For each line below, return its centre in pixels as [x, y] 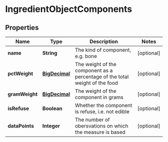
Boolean [52, 108]
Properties [22, 28]
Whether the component [103, 105]
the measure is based [100, 132]
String [50, 53]
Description [104, 42]
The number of [92, 120]
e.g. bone [86, 56]
